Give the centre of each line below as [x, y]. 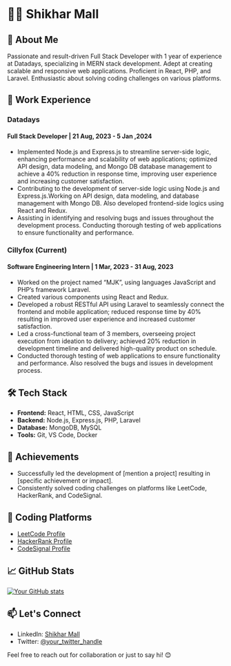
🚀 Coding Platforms [50, 517]
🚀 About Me [33, 40]
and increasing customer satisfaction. [71, 181]
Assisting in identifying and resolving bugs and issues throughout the [115, 218]
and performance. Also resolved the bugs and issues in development [115, 363]
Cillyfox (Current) [37, 250]
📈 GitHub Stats [41, 571]
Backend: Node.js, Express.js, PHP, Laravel [79, 420]
